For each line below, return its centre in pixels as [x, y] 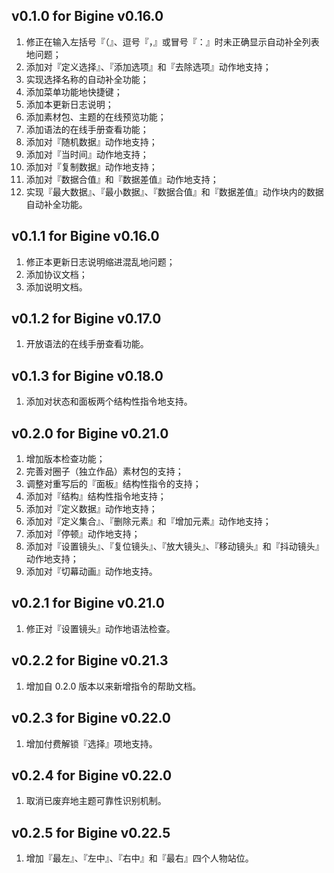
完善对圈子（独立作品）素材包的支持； [104, 471]
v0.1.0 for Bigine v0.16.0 [87, 16]
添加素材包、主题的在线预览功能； [96, 116]
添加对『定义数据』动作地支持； [91, 509]
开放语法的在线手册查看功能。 [87, 344]
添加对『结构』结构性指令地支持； [96, 496]
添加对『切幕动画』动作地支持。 [91, 571]
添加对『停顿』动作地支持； [83, 534]
